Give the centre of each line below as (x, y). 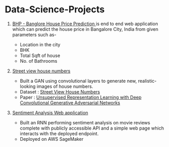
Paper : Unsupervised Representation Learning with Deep (81, 97)
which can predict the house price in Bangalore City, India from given (85, 29)
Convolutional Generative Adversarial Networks (70, 103)
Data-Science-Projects (55, 10)
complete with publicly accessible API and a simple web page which (92, 128)
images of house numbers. (65, 86)
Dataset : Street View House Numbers (60, 91)
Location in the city (40, 44)
